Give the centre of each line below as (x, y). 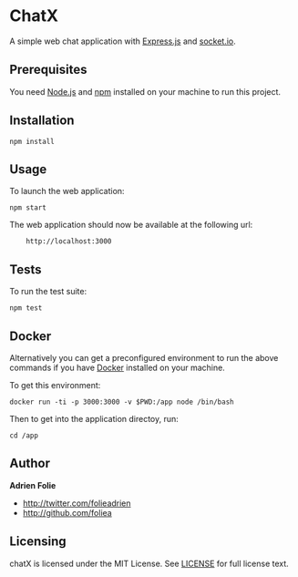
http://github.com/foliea (67, 512)
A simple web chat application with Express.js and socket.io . (123, 41)
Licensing (38, 542)
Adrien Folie (33, 485)
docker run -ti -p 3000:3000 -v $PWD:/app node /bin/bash (122, 402)
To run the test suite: (48, 292)
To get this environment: (55, 385)
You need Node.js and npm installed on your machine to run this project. (145, 91)
